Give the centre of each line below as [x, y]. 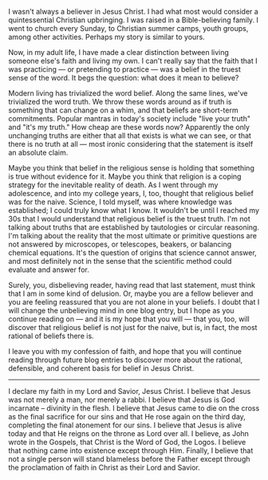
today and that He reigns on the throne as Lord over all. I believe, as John [128, 433]
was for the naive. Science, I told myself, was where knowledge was [120, 202]
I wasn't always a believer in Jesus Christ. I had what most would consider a [134, 12]
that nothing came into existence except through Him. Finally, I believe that [131, 450]
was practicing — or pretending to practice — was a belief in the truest [124, 69]
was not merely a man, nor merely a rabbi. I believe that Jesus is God [122, 399]
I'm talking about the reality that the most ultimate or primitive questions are [133, 236]
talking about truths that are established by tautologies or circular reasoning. [134, 227]
